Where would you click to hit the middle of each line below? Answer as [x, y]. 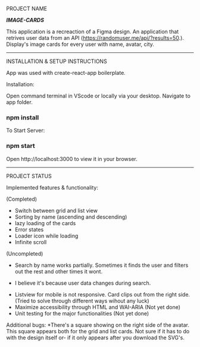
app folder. [19, 102]
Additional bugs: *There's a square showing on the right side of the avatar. [98, 325]
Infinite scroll [31, 242]
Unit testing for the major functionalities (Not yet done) [82, 313]
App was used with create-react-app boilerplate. [66, 73]
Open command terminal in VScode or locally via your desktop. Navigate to [98, 96]
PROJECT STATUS [29, 176]
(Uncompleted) [25, 253]
